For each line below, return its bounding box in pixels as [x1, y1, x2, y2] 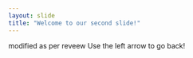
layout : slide [8, 11, 56, 20]
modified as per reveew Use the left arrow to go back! [8, 41, 186, 50]
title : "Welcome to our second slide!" [8, 19, 141, 27]
